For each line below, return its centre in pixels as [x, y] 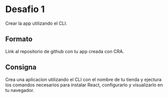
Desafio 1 [25, 9]
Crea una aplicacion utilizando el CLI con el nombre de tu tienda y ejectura [83, 79]
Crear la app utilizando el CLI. [36, 23]
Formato [19, 39]
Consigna [21, 67]
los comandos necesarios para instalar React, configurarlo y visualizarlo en [84, 85]
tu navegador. [20, 90]
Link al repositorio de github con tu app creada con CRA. [65, 51]
